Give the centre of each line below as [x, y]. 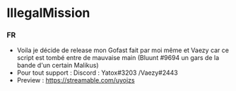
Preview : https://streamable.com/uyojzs [76, 80]
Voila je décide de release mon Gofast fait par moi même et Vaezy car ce [123, 50]
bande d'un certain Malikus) [58, 66]
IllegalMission [48, 13]
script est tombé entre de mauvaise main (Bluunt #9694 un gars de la [118, 58]
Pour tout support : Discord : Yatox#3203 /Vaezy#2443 [97, 73]
